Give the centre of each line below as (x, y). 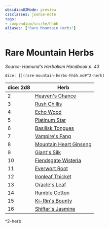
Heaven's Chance (55, 96)
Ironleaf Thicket (53, 177)
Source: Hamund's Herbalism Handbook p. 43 (52, 67)
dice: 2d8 (19, 87)
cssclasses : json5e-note (31, 14)
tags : (11, 19)
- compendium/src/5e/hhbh (32, 24)
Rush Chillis (48, 104)
